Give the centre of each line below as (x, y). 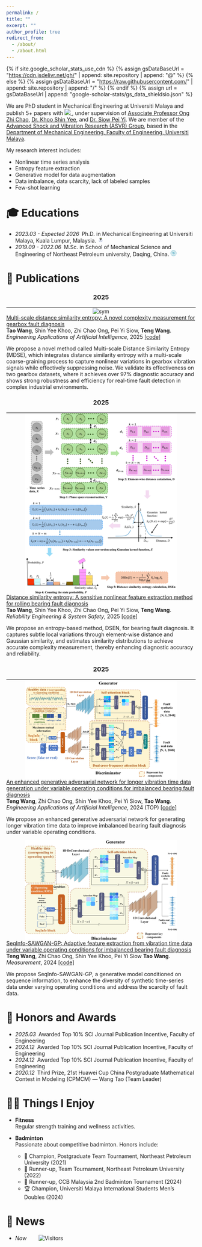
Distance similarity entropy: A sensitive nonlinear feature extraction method (99, 597)
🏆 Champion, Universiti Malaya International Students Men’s (99, 1188)
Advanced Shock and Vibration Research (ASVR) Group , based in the (92, 126)
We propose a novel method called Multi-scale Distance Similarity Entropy (98, 348)
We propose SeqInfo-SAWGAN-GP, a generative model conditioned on (94, 974)
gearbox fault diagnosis (35, 324)
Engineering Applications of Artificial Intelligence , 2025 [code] (84, 337)
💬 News (26, 1221)
